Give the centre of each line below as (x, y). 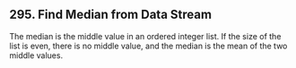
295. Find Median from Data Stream (111, 15)
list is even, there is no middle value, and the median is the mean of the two (148, 46)
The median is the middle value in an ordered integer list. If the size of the (145, 36)
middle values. (36, 55)
